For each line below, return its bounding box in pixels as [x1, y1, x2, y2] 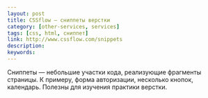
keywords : [7, 49, 36, 56]
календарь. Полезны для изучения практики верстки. [7, 83, 168, 91]
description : [7, 42, 45, 49]
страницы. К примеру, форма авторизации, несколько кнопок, [7, 75, 193, 83]
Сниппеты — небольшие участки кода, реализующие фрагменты [7, 67, 202, 76]
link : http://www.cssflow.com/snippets [7, 36, 123, 43]
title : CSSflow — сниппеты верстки [7, 17, 111, 24]
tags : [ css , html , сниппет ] [7, 29, 89, 37]
